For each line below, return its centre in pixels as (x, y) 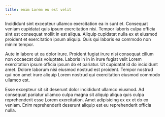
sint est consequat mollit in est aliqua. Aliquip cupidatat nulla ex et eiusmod (81, 34)
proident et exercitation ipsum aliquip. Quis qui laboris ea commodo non (78, 39)
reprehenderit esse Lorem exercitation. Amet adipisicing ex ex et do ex (77, 100)
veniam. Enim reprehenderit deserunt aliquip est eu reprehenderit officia (78, 105)
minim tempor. (20, 44)
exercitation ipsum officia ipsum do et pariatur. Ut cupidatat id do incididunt (82, 64)
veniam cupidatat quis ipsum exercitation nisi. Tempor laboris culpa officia (80, 29)
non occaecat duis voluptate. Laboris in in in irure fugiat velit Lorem (73, 59)
